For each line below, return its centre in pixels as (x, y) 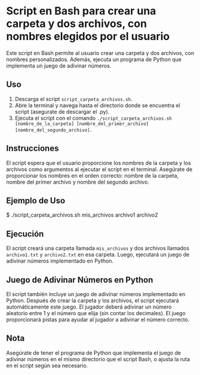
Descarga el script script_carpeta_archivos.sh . (73, 99)
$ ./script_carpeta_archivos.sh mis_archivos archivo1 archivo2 (82, 215)
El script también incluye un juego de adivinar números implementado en (96, 294)
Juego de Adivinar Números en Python (80, 280)
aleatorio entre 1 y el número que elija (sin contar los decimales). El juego (96, 313)
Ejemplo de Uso (36, 201)
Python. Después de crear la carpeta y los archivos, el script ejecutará (93, 301)
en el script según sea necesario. (47, 365)
